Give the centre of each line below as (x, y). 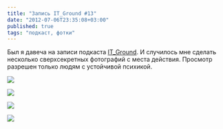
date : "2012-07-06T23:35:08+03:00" (58, 20)
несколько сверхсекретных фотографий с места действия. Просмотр (110, 60)
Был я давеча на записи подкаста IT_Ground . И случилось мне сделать (112, 52)
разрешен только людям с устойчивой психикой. (80, 67)
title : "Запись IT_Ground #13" (52, 13)
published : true (30, 26)
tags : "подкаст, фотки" (41, 33)
